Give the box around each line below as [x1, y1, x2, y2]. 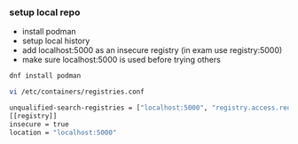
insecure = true [9, 119, 69, 129]
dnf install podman [9, 72, 82, 80]
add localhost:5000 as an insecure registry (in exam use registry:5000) [21, 45, 283, 56]
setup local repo [9, 6, 81, 19]
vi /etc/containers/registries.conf [9, 87, 145, 96]
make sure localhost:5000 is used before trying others [21, 55, 222, 65]
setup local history [21, 35, 90, 46]
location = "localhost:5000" [9, 128, 117, 137]
